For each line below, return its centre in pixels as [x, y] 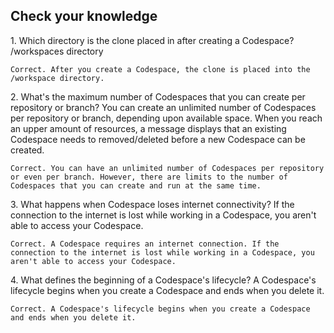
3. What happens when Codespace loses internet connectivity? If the [152, 204]
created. [27, 150]
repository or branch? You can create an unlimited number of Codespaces [163, 107]
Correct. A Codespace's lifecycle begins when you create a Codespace [160, 309]
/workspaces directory [57, 51]
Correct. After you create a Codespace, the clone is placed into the [160, 69]
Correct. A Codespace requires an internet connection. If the [145, 244]
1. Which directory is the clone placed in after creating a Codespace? [152, 40]
